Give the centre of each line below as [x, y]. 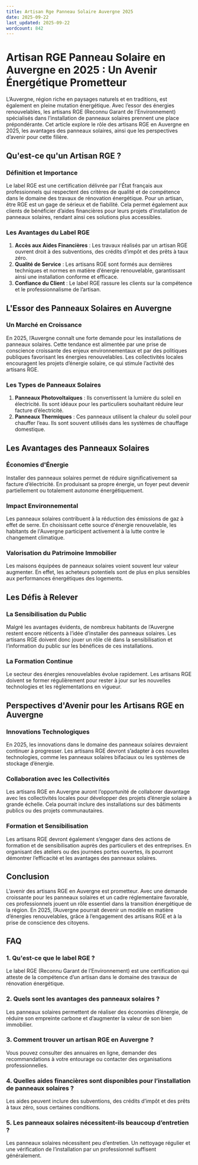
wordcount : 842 [25, 28]
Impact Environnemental [42, 506]
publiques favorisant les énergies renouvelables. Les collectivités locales [95, 357]
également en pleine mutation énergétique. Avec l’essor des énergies [90, 106]
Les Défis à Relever [42, 597]
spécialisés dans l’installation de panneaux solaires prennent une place [92, 118]
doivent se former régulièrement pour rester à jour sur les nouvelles [88, 681]
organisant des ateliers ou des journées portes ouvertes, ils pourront [90, 852]
